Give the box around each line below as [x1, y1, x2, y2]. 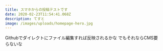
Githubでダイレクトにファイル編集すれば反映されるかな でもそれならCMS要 [5, 35, 158, 41]
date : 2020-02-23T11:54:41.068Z [5, 12, 71, 17]
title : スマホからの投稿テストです [5, 7, 68, 12]
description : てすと [5, 16, 45, 21]
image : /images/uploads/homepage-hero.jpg [5, 21, 93, 26]
